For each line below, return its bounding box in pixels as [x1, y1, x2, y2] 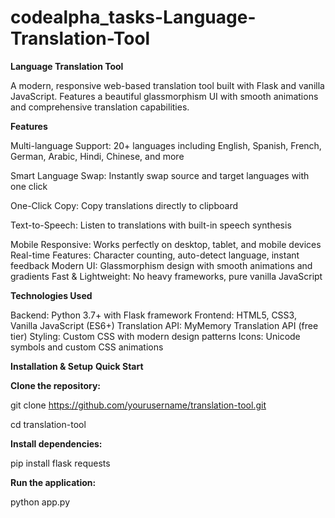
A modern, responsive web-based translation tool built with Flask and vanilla [10, 79, 325, 91]
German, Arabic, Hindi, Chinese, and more [10, 150, 185, 162]
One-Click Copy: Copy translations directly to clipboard [10, 199, 238, 211]
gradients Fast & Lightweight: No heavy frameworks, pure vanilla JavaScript [10, 270, 323, 282]
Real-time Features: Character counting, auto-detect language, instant [10, 249, 300, 261]
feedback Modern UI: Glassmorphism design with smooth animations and [10, 259, 313, 271]
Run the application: [10, 476, 97, 488]
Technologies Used [10, 289, 93, 301]
